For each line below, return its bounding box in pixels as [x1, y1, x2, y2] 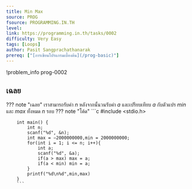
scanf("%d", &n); [27, 130, 69, 136]
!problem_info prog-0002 [6, 68, 68, 75]
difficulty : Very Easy [6, 36, 62, 42]
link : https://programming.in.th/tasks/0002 [6, 31, 117, 37]
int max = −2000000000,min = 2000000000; [27, 135, 130, 141]
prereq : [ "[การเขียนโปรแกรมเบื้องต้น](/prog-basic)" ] [6, 52, 119, 58]
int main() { [16, 120, 49, 125]
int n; [27, 125, 43, 131]
